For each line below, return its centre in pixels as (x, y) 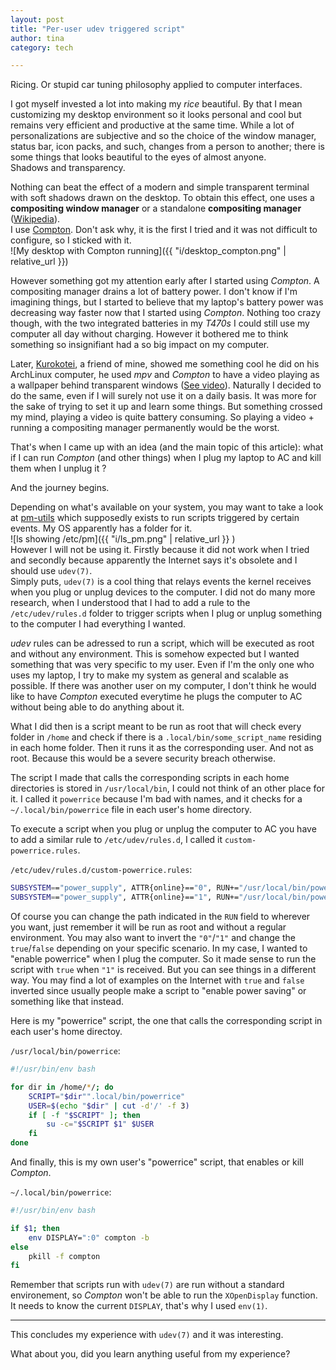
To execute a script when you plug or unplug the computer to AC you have (163, 829)
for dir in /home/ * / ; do (62, 1087)
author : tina (37, 38)
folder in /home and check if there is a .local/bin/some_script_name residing (166, 737)
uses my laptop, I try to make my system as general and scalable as (149, 675)
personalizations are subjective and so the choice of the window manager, (163, 136)
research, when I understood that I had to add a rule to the (130, 603)
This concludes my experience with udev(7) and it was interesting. (147, 1335)
